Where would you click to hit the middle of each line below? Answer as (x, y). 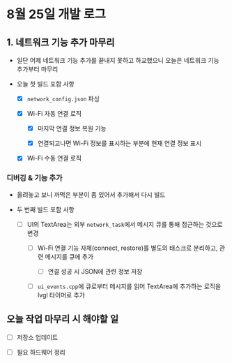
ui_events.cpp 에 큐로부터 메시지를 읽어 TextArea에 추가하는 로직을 (129, 286)
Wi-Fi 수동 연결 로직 (54, 158)
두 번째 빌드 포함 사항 (45, 209)
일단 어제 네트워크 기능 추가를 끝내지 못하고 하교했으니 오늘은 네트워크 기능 (118, 60)
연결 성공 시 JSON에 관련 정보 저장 (95, 271)
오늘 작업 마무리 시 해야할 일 (63, 319)
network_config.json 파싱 (63, 99)
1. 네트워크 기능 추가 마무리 (61, 42)
